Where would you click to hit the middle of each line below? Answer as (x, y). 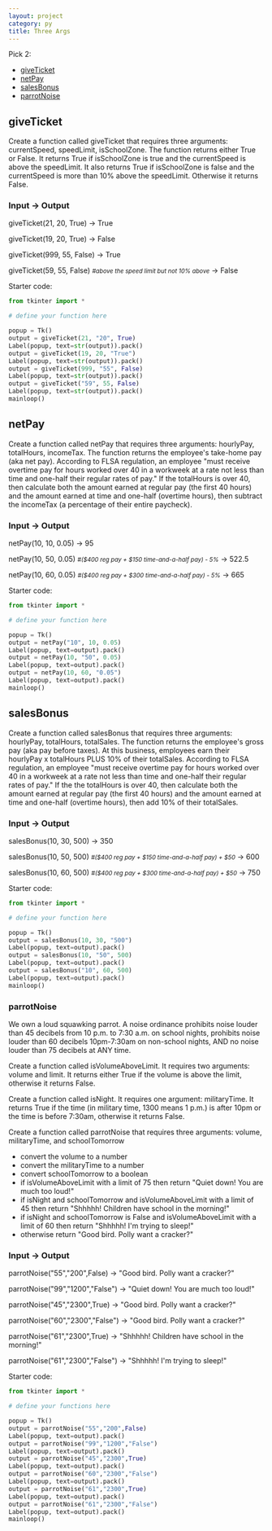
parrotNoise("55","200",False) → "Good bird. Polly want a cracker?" (121, 1273)
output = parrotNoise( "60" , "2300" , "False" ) (83, 1474)
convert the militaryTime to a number (82, 1165)
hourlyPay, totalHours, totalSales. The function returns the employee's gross (136, 741)
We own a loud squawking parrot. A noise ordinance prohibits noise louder (133, 1024)
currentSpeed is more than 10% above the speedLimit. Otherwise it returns (134, 176)
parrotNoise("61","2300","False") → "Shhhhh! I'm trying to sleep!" (118, 1361)
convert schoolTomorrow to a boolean (84, 1174)
